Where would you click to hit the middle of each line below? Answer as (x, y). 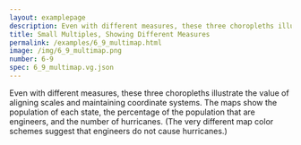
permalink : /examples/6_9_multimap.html (86, 43)
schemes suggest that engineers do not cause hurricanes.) (118, 131)
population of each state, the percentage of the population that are (132, 112)
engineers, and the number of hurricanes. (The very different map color (142, 121)
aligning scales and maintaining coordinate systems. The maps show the (143, 102)
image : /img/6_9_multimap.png (66, 51)
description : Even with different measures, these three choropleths (142, 26)
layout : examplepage (48, 17)
